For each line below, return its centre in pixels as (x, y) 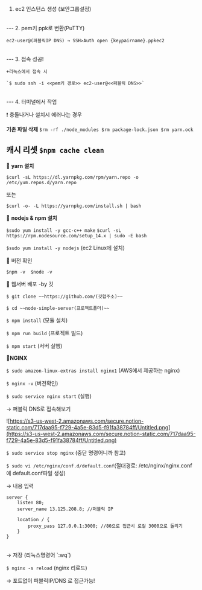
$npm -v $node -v (29, 272)
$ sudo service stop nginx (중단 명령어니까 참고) (66, 452)
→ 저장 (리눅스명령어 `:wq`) (39, 555)
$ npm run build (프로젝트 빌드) (45, 333)
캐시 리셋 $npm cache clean (55, 150)
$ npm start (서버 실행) (34, 345)
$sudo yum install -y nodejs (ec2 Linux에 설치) (66, 248)
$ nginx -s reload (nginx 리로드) (47, 568)
